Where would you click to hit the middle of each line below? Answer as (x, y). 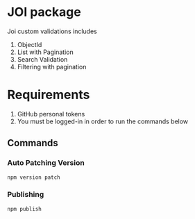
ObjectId (29, 44)
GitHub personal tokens (51, 114)
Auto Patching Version (46, 163)
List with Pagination (45, 52)
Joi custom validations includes (52, 31)
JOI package (44, 12)
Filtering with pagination (52, 67)
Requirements (49, 95)
